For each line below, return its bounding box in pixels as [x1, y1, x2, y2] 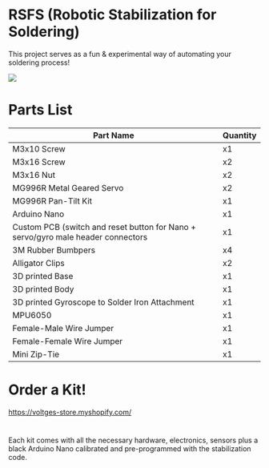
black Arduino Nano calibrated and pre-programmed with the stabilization [8, 444, 251, 454]
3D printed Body [12, 283, 74, 294]
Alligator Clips [12, 257, 66, 268]
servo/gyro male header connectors [12, 231, 148, 242]
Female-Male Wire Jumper [12, 322, 114, 333]
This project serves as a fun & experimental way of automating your [8, 49, 232, 58]
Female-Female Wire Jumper [12, 335, 123, 346]
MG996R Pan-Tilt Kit [12, 195, 93, 206]
